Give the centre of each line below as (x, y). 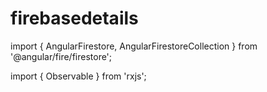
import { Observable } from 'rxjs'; (78, 76)
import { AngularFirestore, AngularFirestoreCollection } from (134, 46)
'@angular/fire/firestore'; (61, 56)
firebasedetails (74, 18)
